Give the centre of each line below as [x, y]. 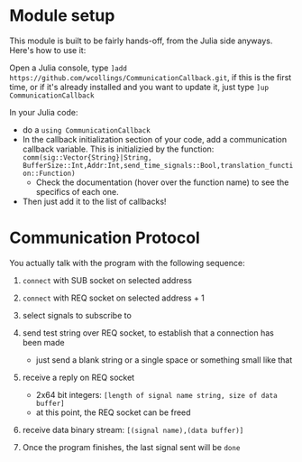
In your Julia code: [44, 112]
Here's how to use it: [48, 50]
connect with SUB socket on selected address [107, 280]
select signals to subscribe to [77, 315]
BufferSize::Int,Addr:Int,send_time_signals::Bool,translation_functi [158, 165]
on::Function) [49, 173]
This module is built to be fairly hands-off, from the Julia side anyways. [141, 41]
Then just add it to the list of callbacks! [94, 201]
